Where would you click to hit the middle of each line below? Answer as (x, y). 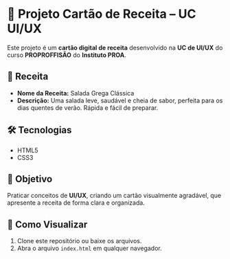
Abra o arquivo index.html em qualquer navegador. (90, 248)
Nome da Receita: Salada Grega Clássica (76, 93)
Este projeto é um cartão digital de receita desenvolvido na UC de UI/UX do (115, 47)
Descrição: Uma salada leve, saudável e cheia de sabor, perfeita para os (120, 100)
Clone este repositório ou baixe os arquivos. (79, 241)
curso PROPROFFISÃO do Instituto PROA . (67, 55)
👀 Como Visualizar (47, 224)
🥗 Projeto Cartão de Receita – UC (102, 14)
